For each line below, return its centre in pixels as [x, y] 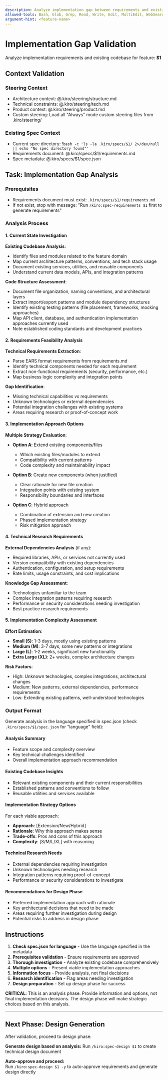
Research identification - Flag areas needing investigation [73, 978]
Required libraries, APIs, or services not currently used [69, 557]
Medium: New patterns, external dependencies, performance [75, 687]
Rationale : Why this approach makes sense [57, 831]
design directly [20, 1071]
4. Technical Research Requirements [44, 537]
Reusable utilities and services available [53, 793]
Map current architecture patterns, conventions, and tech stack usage [84, 261]
